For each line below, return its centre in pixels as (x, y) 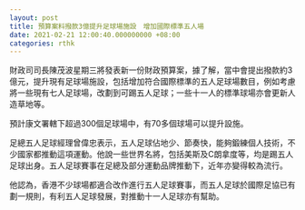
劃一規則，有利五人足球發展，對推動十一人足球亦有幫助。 (117, 196)
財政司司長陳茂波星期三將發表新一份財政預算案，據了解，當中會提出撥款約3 (151, 70)
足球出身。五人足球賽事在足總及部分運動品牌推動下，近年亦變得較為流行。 (148, 165)
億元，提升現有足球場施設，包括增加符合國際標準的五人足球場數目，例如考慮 (152, 82)
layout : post (34, 18)
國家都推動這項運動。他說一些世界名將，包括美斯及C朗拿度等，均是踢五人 (155, 155)
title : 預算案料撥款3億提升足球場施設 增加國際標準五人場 (107, 26)
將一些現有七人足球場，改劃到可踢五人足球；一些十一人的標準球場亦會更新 (148, 93)
